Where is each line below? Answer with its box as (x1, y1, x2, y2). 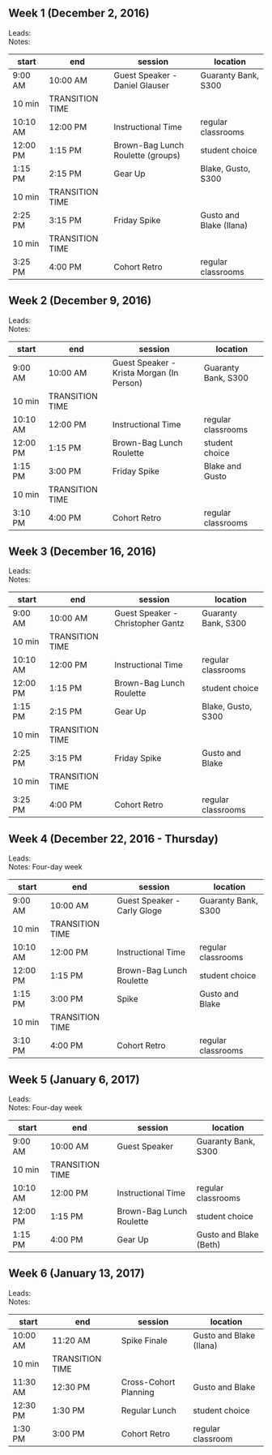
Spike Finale (121, 1334, 168, 1346)
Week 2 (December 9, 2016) (8, 294, 152, 307)
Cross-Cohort (121, 1376, 176, 1388)
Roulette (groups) (113, 149, 181, 161)
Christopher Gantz (114, 618, 185, 629)
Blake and (203, 460, 241, 471)
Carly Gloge (117, 905, 163, 916)
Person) (112, 377, 143, 388)
